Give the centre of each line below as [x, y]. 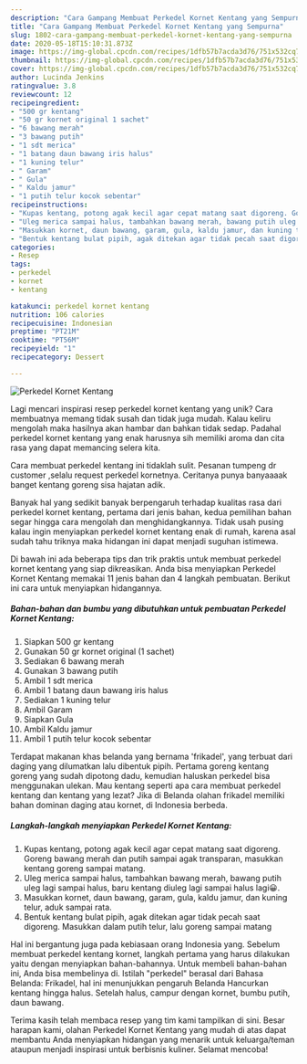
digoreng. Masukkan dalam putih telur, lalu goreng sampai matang [148, 926]
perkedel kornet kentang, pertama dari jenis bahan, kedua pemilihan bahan [151, 511]
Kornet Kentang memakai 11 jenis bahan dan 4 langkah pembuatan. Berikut [150, 578]
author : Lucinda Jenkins [57, 78]
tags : [20, 264]
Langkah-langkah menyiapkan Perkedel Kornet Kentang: [121, 826]
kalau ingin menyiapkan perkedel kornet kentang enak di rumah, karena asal [153, 532]
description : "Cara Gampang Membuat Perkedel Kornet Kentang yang [139, 18]
